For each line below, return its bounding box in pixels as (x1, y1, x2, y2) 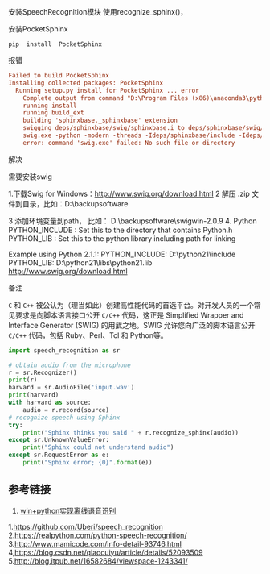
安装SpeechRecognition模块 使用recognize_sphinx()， (8, 7, 188, 16)
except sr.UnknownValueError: (8, 436, 110, 444)
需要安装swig (8, 172, 52, 181)
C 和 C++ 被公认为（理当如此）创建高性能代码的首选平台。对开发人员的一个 (8, 300, 255, 310)
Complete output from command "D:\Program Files (22, 94, 189, 102)
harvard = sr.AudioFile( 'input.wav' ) (8, 384, 135, 392)
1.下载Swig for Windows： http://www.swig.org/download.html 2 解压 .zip (8, 189, 251, 198)
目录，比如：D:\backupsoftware (22, 198, 129, 208)
